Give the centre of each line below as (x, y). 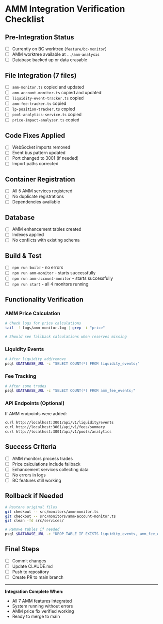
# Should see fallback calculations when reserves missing (66, 337)
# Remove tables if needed (32, 530)
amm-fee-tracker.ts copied (39, 103)
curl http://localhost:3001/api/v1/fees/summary (55, 427)
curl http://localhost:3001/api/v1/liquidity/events (59, 423)
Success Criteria (31, 447)
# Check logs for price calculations (43, 323)
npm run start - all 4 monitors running (50, 284)
